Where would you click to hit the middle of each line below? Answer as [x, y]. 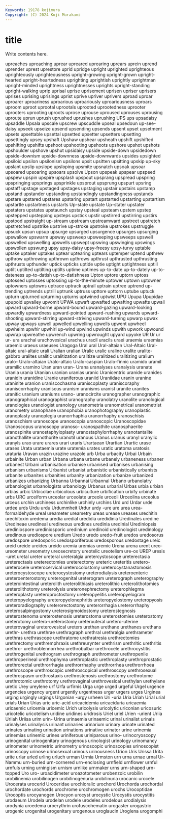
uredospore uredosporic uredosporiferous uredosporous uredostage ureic [83, 540]
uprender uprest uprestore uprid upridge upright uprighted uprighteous [80, 69]
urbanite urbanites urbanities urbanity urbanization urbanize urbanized [79, 475]
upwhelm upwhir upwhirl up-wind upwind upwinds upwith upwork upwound [84, 329]
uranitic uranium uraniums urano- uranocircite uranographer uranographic [83, 394]
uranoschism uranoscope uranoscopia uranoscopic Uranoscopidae [76, 421]
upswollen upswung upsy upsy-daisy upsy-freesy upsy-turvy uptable [78, 248]
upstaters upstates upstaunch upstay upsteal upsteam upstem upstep [78, 210]
